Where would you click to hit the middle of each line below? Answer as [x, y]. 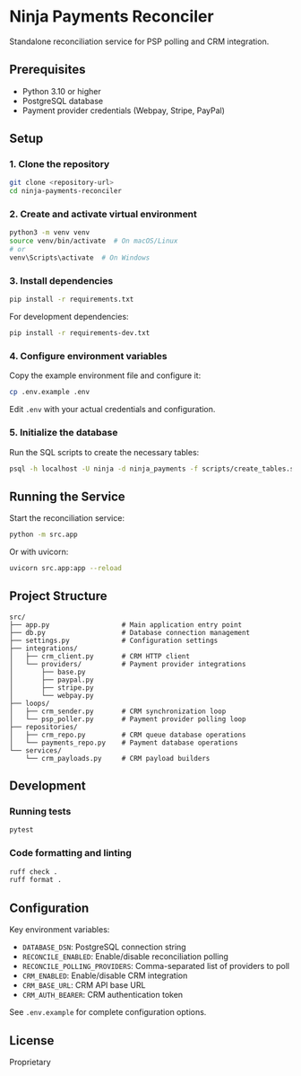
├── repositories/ [43, 727]
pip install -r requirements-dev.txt [80, 333]
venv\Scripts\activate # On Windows [80, 258]
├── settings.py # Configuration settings [114, 640]
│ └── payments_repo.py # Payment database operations [124, 743]
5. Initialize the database [64, 433]
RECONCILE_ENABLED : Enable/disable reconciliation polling [125, 957]
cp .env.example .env [50, 392]
